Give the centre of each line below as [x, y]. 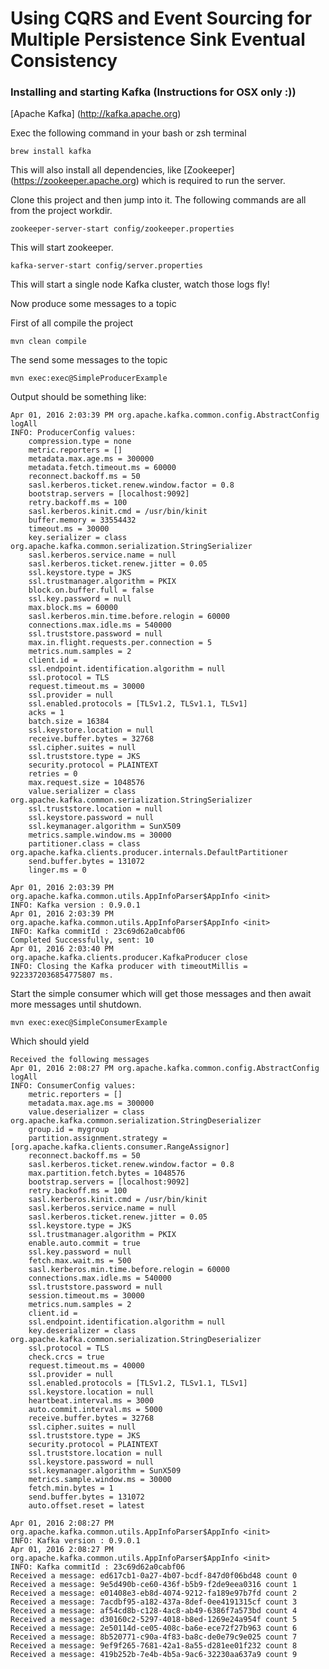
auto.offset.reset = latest [86, 1506]
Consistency [64, 61]
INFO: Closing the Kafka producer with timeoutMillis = [129, 967]
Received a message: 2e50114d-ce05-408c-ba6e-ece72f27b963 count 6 [154, 1628]
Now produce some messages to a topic [93, 304]
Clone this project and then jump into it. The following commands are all [158, 200]
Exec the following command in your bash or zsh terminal [128, 133]
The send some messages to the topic [89, 360]
